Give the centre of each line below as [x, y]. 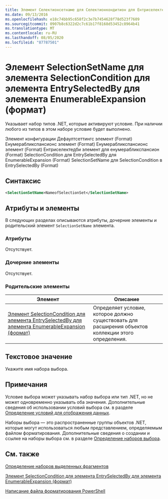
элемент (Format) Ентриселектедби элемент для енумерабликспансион [82, 149]
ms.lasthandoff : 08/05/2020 [34, 38]
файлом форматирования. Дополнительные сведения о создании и [77, 433]
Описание [127, 300]
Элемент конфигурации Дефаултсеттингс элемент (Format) [69, 139]
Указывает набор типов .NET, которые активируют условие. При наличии [84, 124]
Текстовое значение [39, 357]
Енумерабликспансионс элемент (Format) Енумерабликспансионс [77, 144]
